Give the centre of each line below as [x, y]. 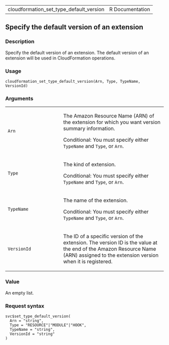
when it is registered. [88, 262]
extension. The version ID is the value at [110, 243]
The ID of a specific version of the [103, 237]
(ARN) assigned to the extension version [111, 255]
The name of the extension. [96, 200]
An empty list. [20, 293]
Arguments [19, 98]
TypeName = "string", [32, 329]
